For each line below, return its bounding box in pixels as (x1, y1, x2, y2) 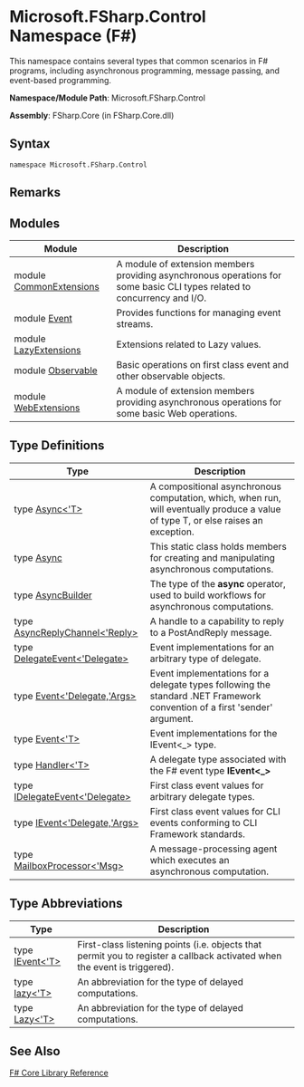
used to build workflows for (149, 589, 267, 601)
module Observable (14, 364, 98, 377)
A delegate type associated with (149, 753, 287, 765)
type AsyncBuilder (14, 589, 92, 601)
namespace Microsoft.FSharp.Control (9, 160, 147, 169)
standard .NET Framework (149, 689, 261, 702)
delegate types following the (149, 678, 271, 690)
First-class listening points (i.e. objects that (76, 938, 262, 950)
